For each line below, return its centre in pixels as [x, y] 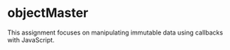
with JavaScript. [31, 39]
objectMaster [48, 13]
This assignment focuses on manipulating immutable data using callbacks [115, 32]
